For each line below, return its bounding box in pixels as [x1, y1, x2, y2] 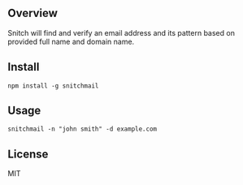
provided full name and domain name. [7, 37, 135, 46]
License [7, 147, 49, 161]
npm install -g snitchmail [7, 81, 99, 90]
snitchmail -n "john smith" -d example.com [7, 125, 158, 133]
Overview [7, 6, 59, 20]
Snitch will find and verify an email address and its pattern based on [7, 28, 235, 37]
